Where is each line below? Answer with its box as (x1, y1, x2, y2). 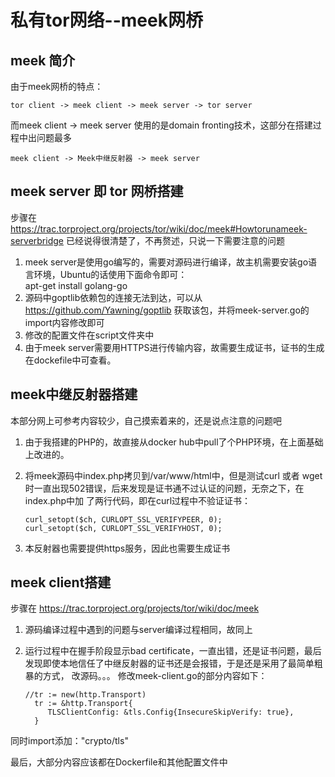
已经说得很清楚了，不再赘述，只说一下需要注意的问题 (65, 234, 285, 246)
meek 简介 (10, 52, 76, 69)
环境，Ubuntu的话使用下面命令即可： (33, 268, 188, 280)
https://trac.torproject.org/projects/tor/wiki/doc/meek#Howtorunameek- (10, 222, 308, 235)
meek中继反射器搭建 (10, 386, 138, 403)
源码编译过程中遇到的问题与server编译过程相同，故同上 (24, 624, 253, 636)
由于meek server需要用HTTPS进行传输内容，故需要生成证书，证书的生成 (24, 341, 325, 353)
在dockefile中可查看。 (24, 354, 117, 366)
